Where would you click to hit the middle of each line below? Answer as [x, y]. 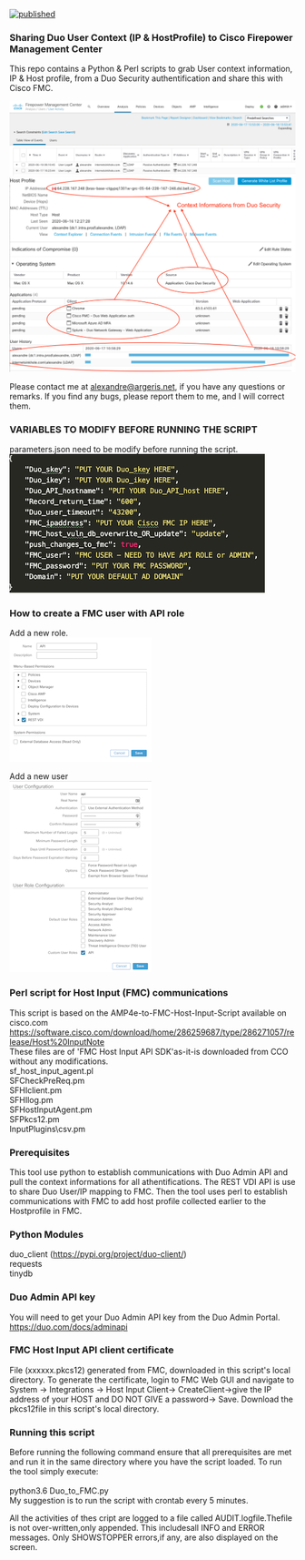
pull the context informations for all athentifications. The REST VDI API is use [152, 1181]
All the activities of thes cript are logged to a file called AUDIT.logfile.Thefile [151, 1518]
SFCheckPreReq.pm [47, 1080]
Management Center [56, 48]
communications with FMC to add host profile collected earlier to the [138, 1200]
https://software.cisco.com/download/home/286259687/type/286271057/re [152, 1032]
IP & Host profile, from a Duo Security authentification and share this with [146, 78]
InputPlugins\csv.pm [48, 1129]
